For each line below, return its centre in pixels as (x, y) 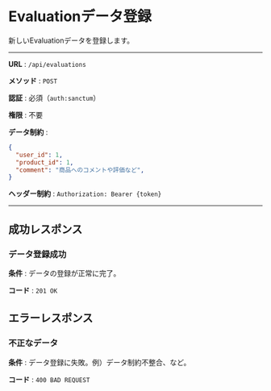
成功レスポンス (46, 229)
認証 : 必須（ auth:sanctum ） (54, 98)
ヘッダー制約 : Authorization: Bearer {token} (85, 193)
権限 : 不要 (25, 114)
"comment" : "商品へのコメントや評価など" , (80, 170)
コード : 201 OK (33, 290)
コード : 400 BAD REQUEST (49, 379)
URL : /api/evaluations (47, 64)
